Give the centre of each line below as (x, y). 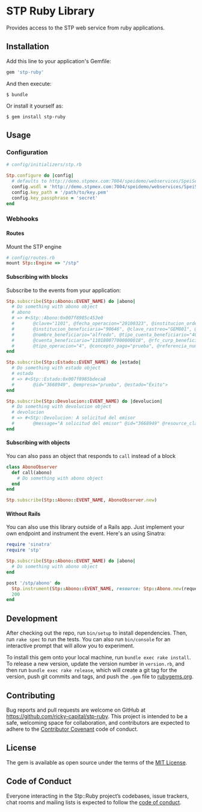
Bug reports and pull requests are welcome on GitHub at (76, 710)
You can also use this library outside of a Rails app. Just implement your (95, 527)
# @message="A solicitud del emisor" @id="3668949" (86, 424)
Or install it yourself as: (35, 106)
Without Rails (23, 514)
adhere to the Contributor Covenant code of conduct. (72, 729)
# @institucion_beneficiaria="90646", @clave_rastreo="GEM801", (102, 329)
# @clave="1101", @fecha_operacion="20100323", (80, 324)
